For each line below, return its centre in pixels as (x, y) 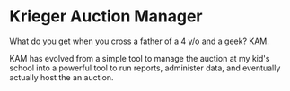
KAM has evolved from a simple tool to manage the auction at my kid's (140, 58)
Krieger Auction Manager (106, 17)
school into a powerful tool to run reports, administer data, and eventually (145, 68)
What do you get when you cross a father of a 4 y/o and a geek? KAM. (139, 41)
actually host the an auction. (62, 77)
